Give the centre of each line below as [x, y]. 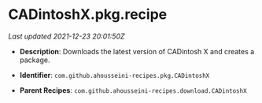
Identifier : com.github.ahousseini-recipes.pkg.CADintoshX [114, 75]
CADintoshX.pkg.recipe [88, 15]
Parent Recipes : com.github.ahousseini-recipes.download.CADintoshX [133, 90]
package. [35, 60]
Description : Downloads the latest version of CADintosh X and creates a [137, 51]
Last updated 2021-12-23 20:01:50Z [66, 36]
